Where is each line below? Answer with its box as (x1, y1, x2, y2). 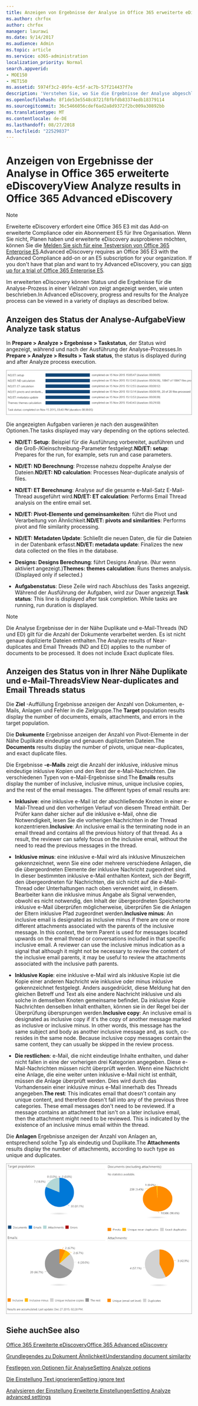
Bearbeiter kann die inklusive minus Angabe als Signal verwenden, (14, 891, 177, 898)
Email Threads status (6, 685, 85, 695)
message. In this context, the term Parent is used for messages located (14, 929, 188, 936)
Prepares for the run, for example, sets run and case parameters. (14, 451, 173, 458)
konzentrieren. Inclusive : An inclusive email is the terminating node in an (14, 823, 190, 830)
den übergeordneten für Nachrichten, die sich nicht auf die (14, 878, 158, 885)
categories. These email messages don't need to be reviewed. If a (14, 1103, 176, 1110)
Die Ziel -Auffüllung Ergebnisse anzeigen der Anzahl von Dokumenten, (6, 701, 178, 708)
